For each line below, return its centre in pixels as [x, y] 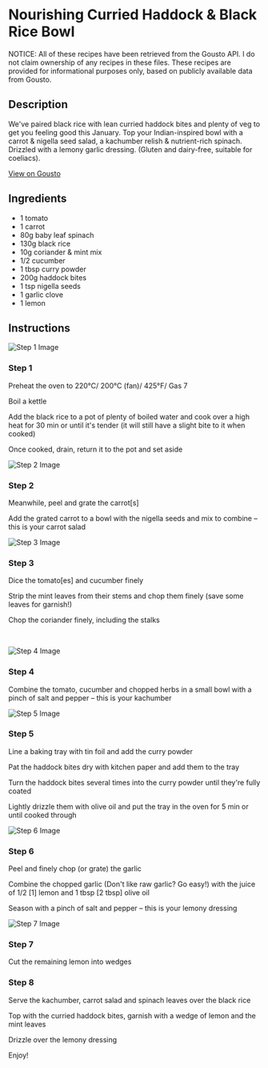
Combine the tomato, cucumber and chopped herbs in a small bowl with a [130, 689]
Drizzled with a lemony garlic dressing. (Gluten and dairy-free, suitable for [130, 149]
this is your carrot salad [47, 527]
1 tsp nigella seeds [50, 286]
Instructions [39, 328]
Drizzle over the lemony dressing [63, 1039]
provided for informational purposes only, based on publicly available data [131, 70]
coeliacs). [24, 158]
